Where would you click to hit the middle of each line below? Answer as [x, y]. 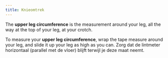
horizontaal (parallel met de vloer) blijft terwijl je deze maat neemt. [75, 50]
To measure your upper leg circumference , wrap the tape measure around [84, 39]
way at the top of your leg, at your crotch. [49, 30]
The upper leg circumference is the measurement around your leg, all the [83, 24]
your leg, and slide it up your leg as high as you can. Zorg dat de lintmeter [83, 45]
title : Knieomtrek [25, 10]
